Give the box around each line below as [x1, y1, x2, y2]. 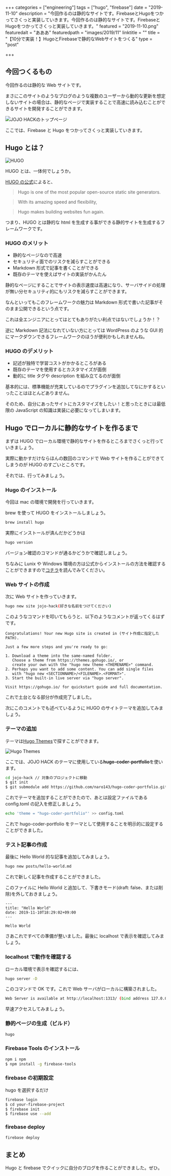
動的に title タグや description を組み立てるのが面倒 [12, 373, 121, 379]
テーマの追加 [5, 726, 37, 733]
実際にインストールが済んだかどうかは [5, 530, 85, 536]
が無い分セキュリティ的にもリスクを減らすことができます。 [5, 288, 130, 295]
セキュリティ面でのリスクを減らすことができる [12, 258, 111, 264]
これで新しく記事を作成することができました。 [5, 874, 103, 880]
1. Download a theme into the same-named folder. [5, 653, 113, 659]
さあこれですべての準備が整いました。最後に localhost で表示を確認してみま [5, 933, 164, 939]
